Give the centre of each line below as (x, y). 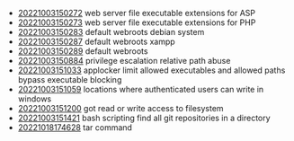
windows (35, 99)
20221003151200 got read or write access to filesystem (120, 108)
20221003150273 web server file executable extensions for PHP (137, 22)
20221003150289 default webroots (83, 51)
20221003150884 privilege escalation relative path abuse (124, 61)
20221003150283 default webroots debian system (111, 32)
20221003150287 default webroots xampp (96, 41)
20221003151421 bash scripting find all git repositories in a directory (144, 118)
